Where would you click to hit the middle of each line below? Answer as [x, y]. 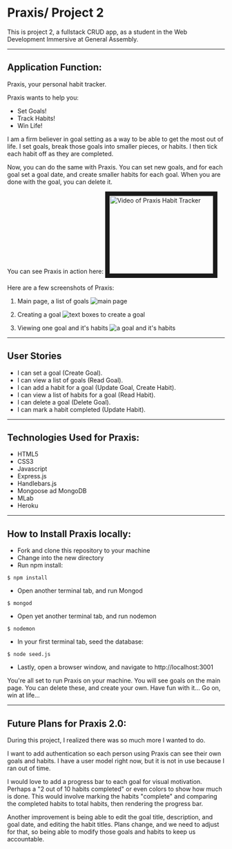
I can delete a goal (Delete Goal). [64, 402]
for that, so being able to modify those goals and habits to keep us [101, 832]
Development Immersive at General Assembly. [73, 39]
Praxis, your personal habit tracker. [57, 84]
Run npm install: [40, 566]
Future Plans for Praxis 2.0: [67, 724]
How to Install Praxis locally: [69, 534]
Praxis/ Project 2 [56, 13]
